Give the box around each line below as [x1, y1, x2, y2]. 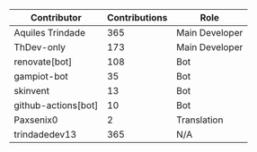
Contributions [106, 12, 168, 23]
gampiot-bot [13, 71, 69, 82]
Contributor [30, 12, 83, 23]
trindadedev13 [13, 129, 77, 140]
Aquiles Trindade [13, 27, 85, 38]
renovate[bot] [13, 55, 73, 68]
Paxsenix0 [13, 114, 58, 126]
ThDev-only [13, 41, 66, 53]
